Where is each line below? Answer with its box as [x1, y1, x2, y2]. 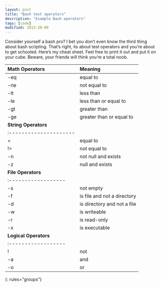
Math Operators [7, 66, 45, 73]
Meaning [80, 66, 101, 73]
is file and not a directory [80, 193, 137, 200]
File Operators [7, 169, 41, 176]
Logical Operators [7, 232, 50, 239]
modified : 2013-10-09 [5, 25, 49, 30]
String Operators [7, 121, 48, 128]
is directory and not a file [80, 201, 137, 208]
